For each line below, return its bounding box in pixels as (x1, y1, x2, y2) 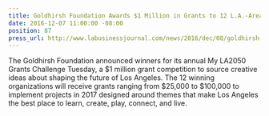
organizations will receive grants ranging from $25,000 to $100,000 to (8, 82, 240, 91)
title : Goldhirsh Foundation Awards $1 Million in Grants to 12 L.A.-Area (8, 11, 263, 20)
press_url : (8, 34, 45, 42)
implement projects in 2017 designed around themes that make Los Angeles (8, 90, 259, 100)
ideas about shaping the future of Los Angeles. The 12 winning (8, 73, 215, 82)
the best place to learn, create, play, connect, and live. (8, 98, 188, 108)
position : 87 (8, 26, 52, 34)
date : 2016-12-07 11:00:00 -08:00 (8, 19, 124, 27)
